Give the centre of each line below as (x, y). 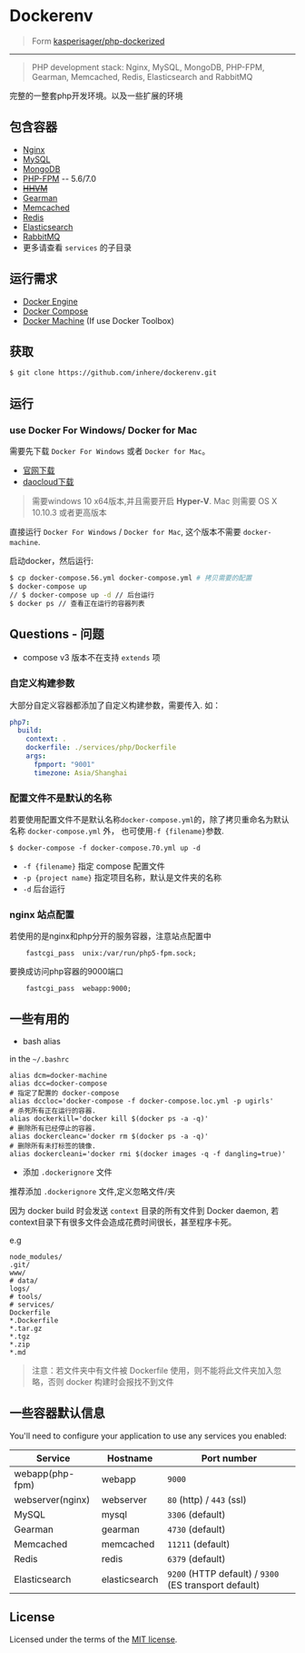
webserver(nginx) (52, 1499)
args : (36, 756)
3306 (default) (197, 1514)
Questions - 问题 (57, 634)
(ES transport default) (214, 1585)
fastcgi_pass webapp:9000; (79, 989)
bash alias (41, 1042)
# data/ (24, 1281)
